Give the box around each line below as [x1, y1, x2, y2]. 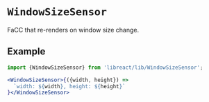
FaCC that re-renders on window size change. [7, 25, 140, 34]
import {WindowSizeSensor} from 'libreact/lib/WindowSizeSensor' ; [7, 64, 203, 71]
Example [7, 45, 46, 57]
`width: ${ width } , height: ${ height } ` [13, 83, 126, 90]
